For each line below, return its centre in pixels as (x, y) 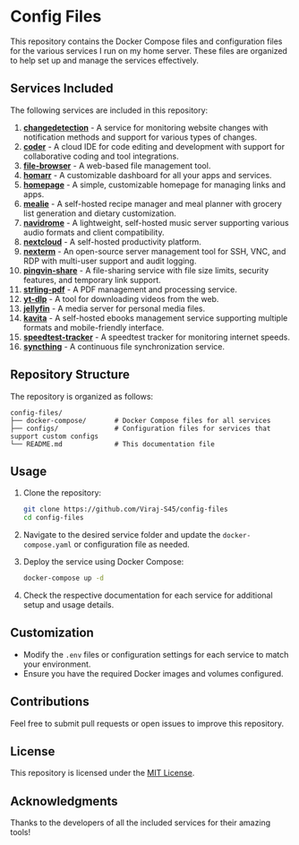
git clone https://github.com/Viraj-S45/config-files (125, 509)
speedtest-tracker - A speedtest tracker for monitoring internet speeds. (156, 337)
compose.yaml (47, 545)
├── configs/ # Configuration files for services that (141, 428)
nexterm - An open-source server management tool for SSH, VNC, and (154, 251)
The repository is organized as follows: (82, 396)
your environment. (57, 664)
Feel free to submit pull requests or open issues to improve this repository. (147, 723)
